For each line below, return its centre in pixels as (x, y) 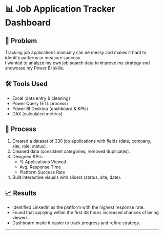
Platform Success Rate (42, 172)
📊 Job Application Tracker (60, 9)
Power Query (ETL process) (40, 103)
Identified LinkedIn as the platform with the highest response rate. (78, 207)
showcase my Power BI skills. (35, 68)
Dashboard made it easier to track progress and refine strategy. (76, 223)
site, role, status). (30, 146)
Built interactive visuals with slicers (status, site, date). (67, 177)
